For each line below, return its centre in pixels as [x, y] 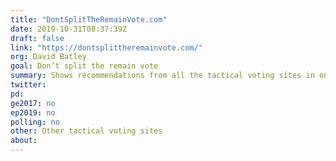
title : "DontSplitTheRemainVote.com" [89, 19]
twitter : [28, 85]
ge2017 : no [33, 103]
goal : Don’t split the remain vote [84, 66]
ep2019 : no [33, 112]
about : [24, 141]
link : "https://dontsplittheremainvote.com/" [106, 47]
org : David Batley [48, 57]
